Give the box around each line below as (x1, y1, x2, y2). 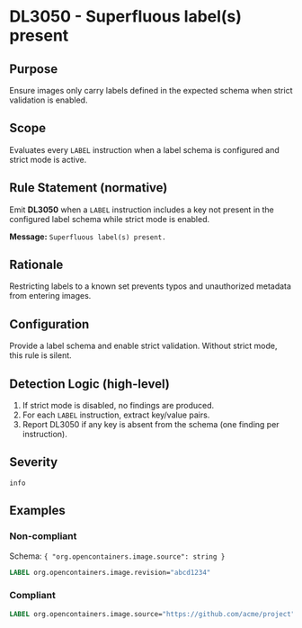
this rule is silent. (9, 350, 72, 361)
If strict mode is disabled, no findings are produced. (22, 400, 215, 411)
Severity (9, 454, 58, 470)
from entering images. (9, 291, 92, 301)
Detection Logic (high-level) (9, 376, 171, 391)
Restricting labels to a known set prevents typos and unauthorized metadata (9, 281, 292, 292)
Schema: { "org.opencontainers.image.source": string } (9, 551, 226, 561)
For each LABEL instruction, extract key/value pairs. (22, 409, 210, 420)
